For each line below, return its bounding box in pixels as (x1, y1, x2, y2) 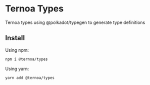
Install (5, 34, 25, 42)
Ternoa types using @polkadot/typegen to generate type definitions (5, 19, 145, 25)
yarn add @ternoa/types (5, 75, 55, 80)
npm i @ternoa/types (5, 57, 48, 62)
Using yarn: (5, 66, 29, 72)
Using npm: (5, 47, 29, 53)
